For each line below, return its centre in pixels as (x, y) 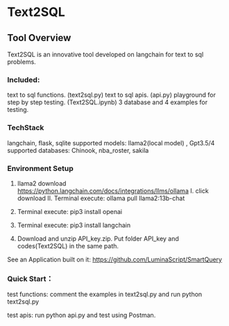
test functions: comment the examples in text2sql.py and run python (105, 294)
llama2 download (42, 183)
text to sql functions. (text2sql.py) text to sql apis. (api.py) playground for (112, 95)
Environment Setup (41, 168)
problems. (22, 62)
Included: (24, 79)
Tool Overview (39, 38)
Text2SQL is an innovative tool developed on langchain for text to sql (105, 54)
